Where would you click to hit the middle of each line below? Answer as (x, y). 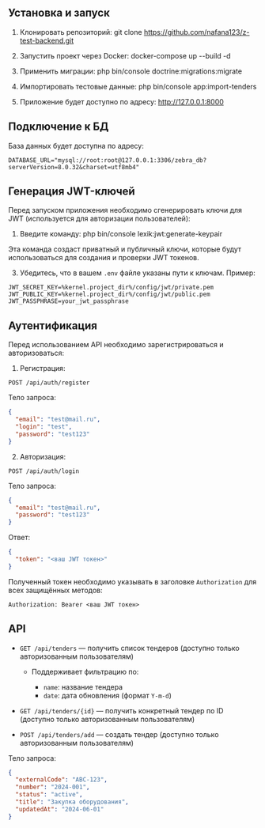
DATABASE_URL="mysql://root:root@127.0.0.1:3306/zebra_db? (108, 160)
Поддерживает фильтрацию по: (85, 671)
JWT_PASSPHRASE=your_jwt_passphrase (68, 301)
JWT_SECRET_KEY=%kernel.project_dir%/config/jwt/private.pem (111, 288)
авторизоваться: (36, 353)
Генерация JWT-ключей (72, 192)
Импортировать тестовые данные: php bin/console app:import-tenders (138, 86)
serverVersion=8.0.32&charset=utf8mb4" (74, 167)
